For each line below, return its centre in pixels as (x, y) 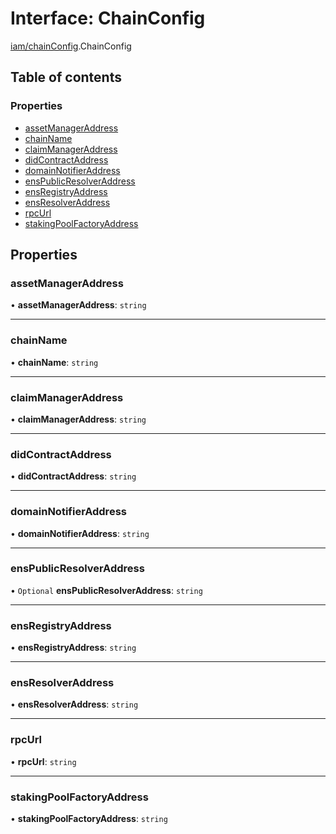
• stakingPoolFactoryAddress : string (89, 818)
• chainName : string (54, 362)
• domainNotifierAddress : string (80, 533)
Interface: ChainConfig (108, 18)
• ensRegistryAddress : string (73, 648)
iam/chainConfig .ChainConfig (71, 46)
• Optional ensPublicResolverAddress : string (106, 590)
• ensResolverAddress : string (74, 704)
